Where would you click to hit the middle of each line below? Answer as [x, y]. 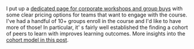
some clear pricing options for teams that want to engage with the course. [97, 15]
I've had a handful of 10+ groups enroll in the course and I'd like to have [94, 21]
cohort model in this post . [37, 40]
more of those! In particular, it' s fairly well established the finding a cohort [97, 27]
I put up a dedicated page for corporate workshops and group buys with [94, 9]
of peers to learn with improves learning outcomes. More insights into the [96, 34]
